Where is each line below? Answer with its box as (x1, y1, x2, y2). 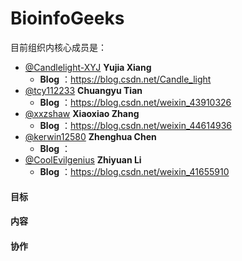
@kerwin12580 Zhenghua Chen (24, 130, 157, 142)
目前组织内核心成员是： (10, 41, 107, 53)
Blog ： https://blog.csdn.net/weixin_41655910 (39, 165, 230, 177)
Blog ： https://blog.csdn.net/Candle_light (39, 73, 212, 85)
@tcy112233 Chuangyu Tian (24, 84, 143, 96)
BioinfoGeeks (10, 7, 125, 30)
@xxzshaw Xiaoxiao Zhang (24, 107, 140, 119)
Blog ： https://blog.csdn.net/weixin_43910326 (39, 96, 232, 108)
